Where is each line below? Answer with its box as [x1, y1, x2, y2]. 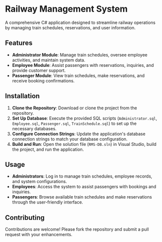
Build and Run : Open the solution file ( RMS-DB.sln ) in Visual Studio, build [12, 141, 157, 147]
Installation [5, 92, 40, 101]
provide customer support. [12, 67, 66, 73]
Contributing [5, 213, 45, 222]
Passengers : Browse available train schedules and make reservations [12, 194, 152, 200]
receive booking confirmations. [12, 78, 75, 83]
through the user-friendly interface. [12, 199, 84, 205]
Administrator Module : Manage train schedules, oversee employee [12, 52, 147, 58]
